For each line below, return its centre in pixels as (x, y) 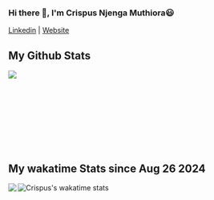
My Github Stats (49, 55)
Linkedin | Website (39, 31)
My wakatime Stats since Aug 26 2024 (107, 168)
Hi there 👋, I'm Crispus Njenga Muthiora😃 (91, 13)
